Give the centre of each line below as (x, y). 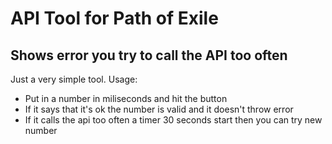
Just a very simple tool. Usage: (74, 79)
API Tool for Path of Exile (114, 18)
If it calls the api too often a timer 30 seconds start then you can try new (173, 120)
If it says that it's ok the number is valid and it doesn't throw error (159, 109)
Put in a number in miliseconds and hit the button (126, 98)
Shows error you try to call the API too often (149, 55)
